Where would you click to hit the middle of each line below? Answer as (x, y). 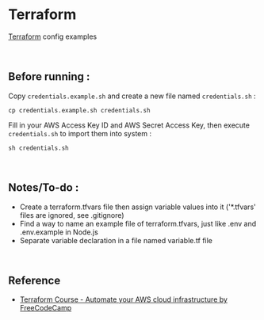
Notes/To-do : (44, 188)
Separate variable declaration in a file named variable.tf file (116, 240)
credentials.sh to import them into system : (80, 133)
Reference (34, 280)
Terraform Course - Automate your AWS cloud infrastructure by (124, 299)
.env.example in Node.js (59, 232)
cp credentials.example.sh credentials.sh (79, 110)
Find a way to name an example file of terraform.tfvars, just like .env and (138, 223)
